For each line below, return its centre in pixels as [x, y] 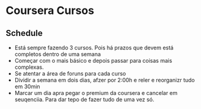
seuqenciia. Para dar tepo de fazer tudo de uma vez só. [84, 99]
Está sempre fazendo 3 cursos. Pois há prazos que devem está [94, 47]
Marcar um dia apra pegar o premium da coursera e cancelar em [96, 93]
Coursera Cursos [50, 11]
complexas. [29, 67]
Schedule [24, 33]
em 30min [27, 86]
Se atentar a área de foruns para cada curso [70, 73]
